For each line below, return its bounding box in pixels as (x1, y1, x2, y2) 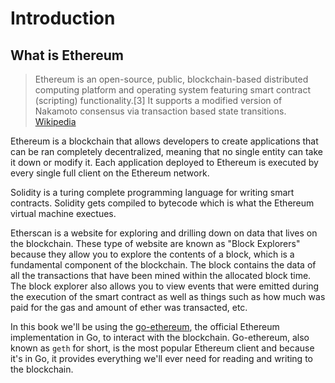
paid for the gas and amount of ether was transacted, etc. (10, 302, 248, 313)
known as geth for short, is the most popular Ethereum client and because (10, 342, 315, 354)
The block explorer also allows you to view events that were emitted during (10, 280, 320, 292)
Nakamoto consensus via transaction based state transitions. (34, 105, 287, 117)
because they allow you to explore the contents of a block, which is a (10, 248, 295, 260)
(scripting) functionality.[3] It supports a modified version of (34, 95, 283, 106)
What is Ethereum (10, 47, 125, 64)
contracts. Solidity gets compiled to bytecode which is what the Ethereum (10, 197, 315, 209)
